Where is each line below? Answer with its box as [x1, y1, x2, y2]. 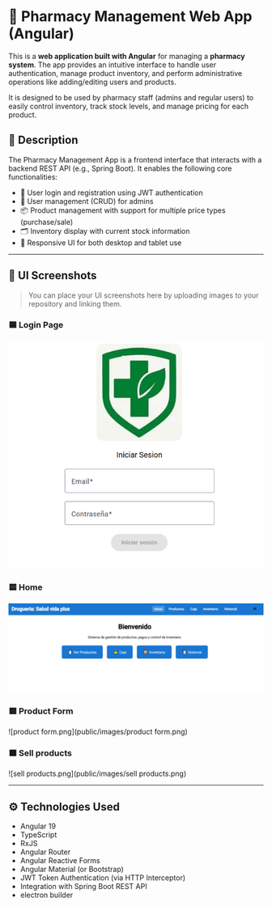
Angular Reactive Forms [19, 856, 100, 866]
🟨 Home [8, 582, 43, 593]
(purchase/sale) [19, 217, 74, 226]
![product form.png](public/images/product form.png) [8, 726, 188, 736]
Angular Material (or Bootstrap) [19, 865, 124, 874]
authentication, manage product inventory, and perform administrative [8, 68, 243, 78]
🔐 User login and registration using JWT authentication [19, 188, 204, 197]
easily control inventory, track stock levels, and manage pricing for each [8, 101, 249, 111]
